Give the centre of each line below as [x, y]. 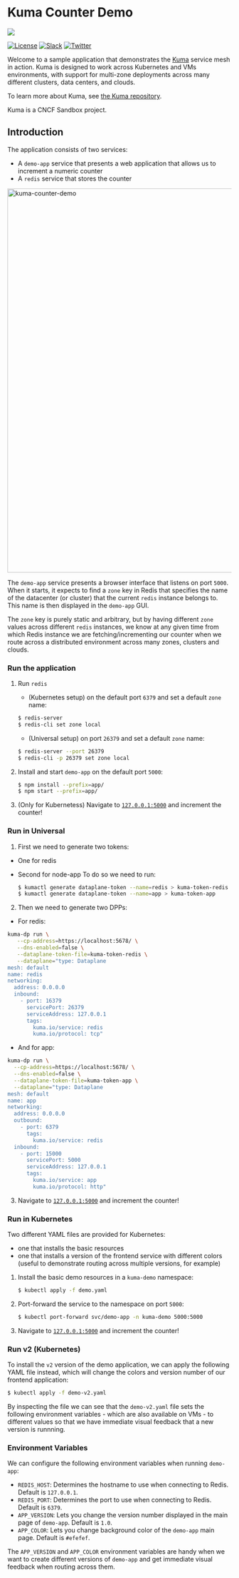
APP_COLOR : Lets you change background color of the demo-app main [116, 1530]
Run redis [32, 684]
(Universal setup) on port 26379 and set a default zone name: [116, 738]
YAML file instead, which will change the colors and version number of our [116, 1372]
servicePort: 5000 [53, 1160]
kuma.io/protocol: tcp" [68, 1034]
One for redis [37, 860]
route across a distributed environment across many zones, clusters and [113, 642]
